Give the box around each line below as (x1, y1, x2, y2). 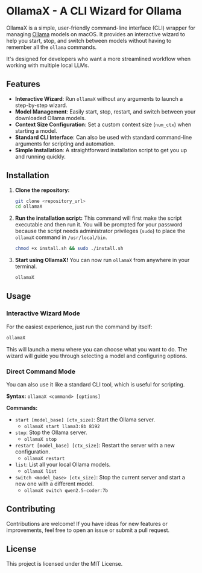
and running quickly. (14, 153, 66, 160)
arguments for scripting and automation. (14, 140, 116, 147)
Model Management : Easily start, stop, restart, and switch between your (14, 107, 196, 115)
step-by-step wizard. (14, 101, 68, 109)
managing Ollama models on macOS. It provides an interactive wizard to (6, 30, 186, 37)
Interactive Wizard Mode (6, 309, 80, 318)
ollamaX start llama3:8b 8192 (24, 423, 101, 429)
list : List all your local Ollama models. (14, 461, 111, 468)
